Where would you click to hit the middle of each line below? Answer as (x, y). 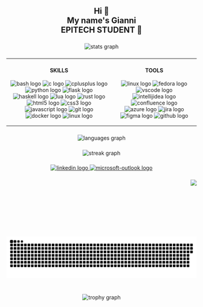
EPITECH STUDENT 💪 (101, 30)
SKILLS (59, 70)
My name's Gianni (101, 21)
